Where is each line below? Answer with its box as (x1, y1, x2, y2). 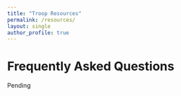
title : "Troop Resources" (7, 10, 82, 17)
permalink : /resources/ (7, 16, 76, 23)
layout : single (7, 23, 51, 29)
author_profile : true (7, 29, 70, 36)
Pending (7, 82, 31, 90)
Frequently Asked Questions (7, 59, 175, 74)
